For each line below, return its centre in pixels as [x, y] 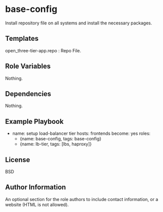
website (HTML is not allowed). [37, 205]
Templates [22, 39]
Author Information [36, 187]
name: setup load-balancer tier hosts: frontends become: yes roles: [81, 133]
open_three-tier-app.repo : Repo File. [43, 50]
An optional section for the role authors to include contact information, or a [82, 199]
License [18, 159]
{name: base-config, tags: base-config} [61, 139]
